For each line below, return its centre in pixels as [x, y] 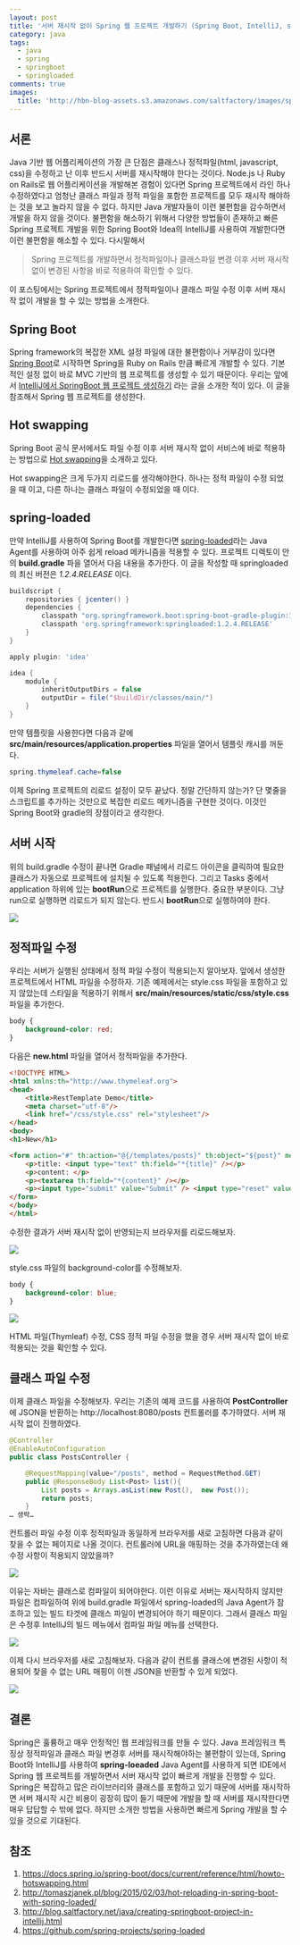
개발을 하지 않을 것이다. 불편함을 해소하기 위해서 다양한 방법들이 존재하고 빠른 [144, 218]
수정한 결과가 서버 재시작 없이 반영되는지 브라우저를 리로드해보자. [123, 1232]
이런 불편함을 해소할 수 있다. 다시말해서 [77, 240]
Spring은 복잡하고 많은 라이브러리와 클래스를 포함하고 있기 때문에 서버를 [135, 1787]
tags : [19, 42]
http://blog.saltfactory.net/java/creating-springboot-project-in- [137, 1911]
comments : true [37, 84]
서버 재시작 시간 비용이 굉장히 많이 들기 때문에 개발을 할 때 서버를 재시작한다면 [154, 1798]
